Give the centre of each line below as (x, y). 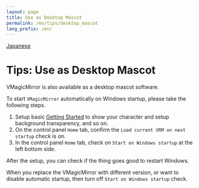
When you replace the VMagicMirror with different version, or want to (93, 172)
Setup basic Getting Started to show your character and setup (92, 117)
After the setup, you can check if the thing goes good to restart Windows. (98, 161)
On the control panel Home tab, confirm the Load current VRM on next (100, 130)
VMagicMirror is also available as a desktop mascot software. (83, 87)
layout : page (23, 12)
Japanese (19, 46)
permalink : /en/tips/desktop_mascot (52, 23)
